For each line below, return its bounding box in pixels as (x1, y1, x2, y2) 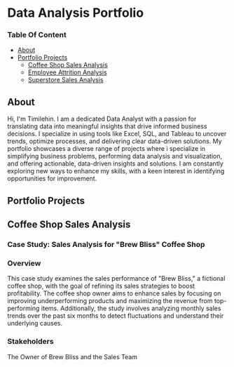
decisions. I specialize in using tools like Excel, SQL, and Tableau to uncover (7, 130, 227, 138)
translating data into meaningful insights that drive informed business (7, 122, 207, 131)
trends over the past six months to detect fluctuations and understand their (7, 312, 224, 320)
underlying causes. (7, 319, 63, 328)
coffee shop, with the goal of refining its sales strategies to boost (7, 282, 195, 291)
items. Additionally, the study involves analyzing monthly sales (41, 304, 221, 313)
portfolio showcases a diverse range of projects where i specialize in (7, 145, 205, 153)
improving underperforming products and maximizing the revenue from (7, 297, 213, 305)
